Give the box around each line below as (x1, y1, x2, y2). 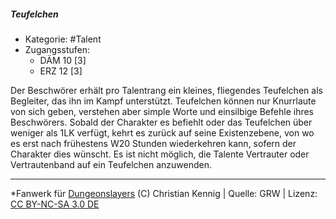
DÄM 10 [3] (39, 54, 87, 66)
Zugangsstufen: (24, 43, 91, 55)
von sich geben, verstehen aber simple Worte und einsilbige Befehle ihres (10, 105, 314, 117)
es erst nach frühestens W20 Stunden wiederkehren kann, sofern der (10, 137, 297, 149)
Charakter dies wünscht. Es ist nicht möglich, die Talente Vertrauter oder (10, 148, 310, 160)
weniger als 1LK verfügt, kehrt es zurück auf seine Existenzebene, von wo (10, 126, 315, 139)
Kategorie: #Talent (24, 33, 102, 45)
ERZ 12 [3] (39, 65, 83, 77)
